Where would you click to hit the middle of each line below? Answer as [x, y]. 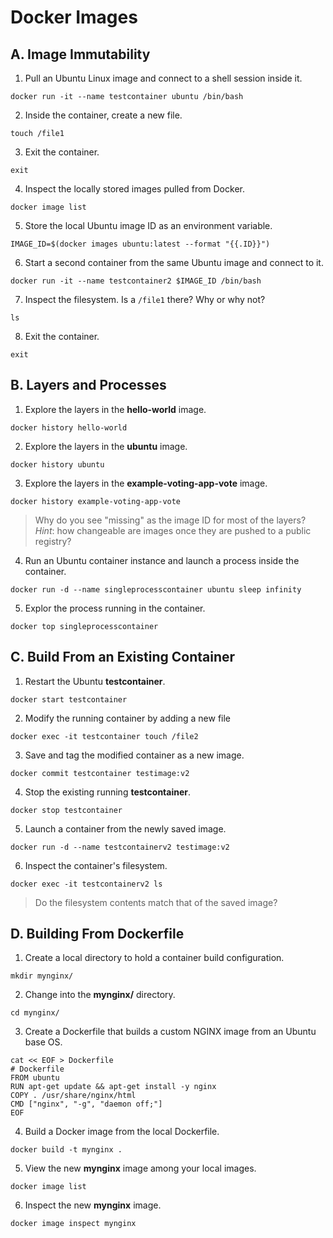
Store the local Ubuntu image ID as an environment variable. [148, 225]
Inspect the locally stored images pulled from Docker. [134, 189]
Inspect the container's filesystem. [96, 865]
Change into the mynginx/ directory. [100, 995]
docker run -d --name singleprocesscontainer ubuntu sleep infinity [156, 589]
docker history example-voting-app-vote [96, 501]
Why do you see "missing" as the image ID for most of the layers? [170, 520]
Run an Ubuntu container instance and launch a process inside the [162, 560]
